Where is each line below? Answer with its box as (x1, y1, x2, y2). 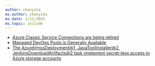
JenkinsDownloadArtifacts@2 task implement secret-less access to (12, 50, 150, 56)
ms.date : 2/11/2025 (5, 16, 45, 21)
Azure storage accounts (12, 55, 62, 62)
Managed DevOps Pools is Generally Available (12, 40, 107, 46)
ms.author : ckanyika (5, 12, 48, 17)
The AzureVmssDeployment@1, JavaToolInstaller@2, (12, 45, 120, 51)
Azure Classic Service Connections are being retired (12, 34, 119, 40)
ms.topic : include (5, 21, 43, 26)
